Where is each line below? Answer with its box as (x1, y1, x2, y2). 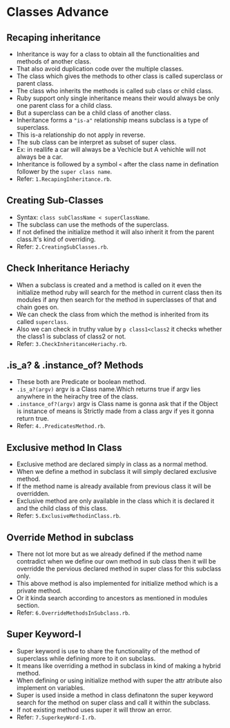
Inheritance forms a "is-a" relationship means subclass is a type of (16, 116, 209, 124)
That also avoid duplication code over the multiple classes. (16, 65, 184, 73)
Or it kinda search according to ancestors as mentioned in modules (16, 594, 208, 602)
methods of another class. (16, 57, 91, 66)
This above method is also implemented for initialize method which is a (16, 579, 218, 588)
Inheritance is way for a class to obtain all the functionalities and (16, 50, 200, 58)
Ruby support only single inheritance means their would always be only (16, 94, 220, 102)
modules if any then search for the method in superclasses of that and (16, 295, 217, 304)
